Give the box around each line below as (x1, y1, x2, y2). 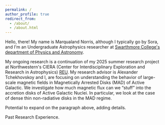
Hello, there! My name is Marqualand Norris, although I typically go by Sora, (5, 39, 159, 45)
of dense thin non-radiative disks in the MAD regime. (5, 95, 112, 101)
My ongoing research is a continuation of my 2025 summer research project (5, 59, 160, 65)
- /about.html (9, 25, 38, 30)
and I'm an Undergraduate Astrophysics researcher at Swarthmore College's (5, 44, 160, 50)
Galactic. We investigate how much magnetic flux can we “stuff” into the (5, 85, 151, 91)
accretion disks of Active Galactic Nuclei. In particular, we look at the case (5, 90, 155, 96)
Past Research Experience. (5, 114, 60, 120)
